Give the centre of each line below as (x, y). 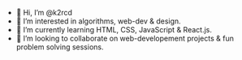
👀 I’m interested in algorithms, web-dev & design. (98, 21)
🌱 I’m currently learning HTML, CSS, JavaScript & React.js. (114, 30)
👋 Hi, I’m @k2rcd (44, 13)
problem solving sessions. (60, 47)
